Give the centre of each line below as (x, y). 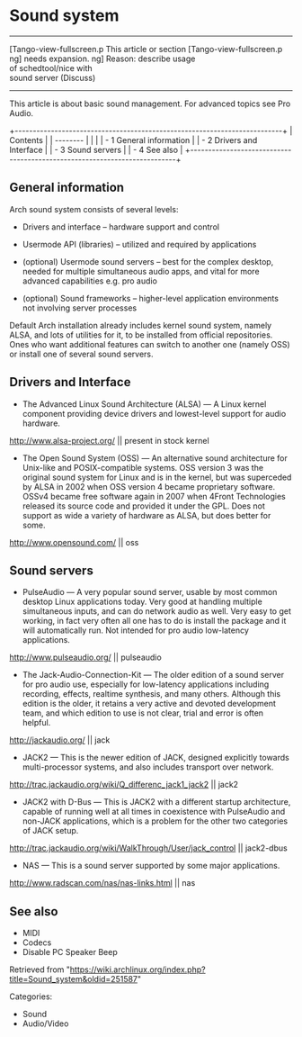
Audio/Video (45, 1023)
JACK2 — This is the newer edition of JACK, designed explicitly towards (155, 758)
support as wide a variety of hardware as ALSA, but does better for (147, 515)
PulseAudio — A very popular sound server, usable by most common (150, 592)
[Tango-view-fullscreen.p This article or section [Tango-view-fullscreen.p (146, 49)
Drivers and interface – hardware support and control (121, 227)
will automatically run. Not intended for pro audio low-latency (136, 630)
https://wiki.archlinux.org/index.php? (138, 969)
